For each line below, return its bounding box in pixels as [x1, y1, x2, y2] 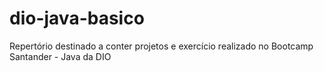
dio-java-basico [9, 7, 145, 30]
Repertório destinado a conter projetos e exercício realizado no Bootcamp [9, 40, 314, 52]
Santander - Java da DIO [9, 50, 112, 62]
